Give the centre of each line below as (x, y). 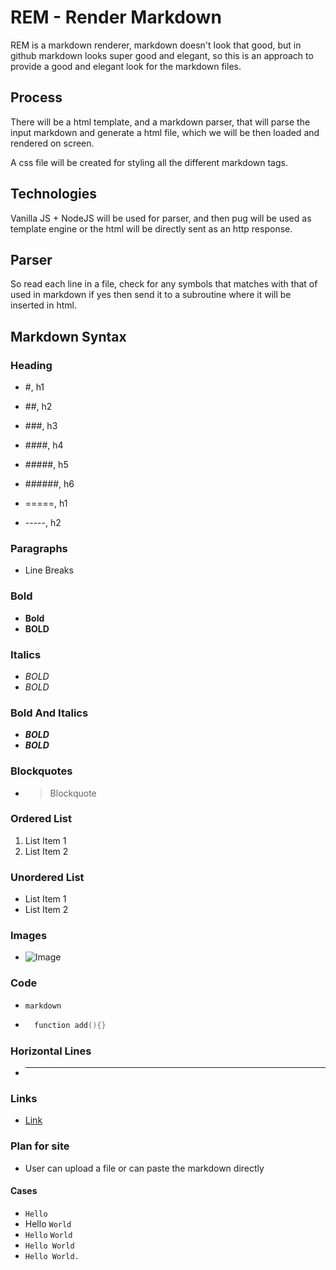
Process (36, 97)
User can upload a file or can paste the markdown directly (144, 1168)
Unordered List (47, 877)
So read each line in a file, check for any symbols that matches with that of (164, 284)
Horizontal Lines (51, 1051)
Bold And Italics (49, 713)
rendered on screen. (52, 143)
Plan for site (40, 1146)
